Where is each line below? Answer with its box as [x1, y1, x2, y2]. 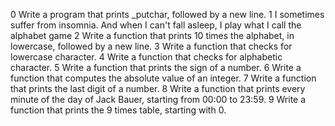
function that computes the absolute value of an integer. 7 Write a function [10, 72, 317, 84]
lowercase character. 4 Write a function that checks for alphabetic [10, 51, 283, 63]
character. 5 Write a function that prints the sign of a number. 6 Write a [10, 62, 302, 73]
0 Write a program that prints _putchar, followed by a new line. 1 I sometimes [10, 9, 325, 20]
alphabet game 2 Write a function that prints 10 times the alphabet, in [10, 30, 295, 41]
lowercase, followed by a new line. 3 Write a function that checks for [10, 40, 293, 52]
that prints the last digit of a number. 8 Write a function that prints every [10, 83, 306, 94]
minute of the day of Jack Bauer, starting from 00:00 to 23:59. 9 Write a [10, 94, 307, 105]
